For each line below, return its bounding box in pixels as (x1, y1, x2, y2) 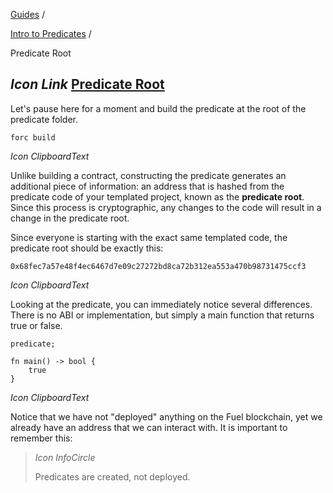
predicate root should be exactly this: (10, 242, 164, 254)
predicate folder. (10, 113, 78, 125)
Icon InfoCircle (34, 451, 96, 463)
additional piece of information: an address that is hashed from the (10, 180, 285, 192)
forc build (10, 132, 56, 143)
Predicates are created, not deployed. (34, 470, 191, 483)
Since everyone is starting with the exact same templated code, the (10, 231, 288, 243)
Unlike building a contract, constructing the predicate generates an (10, 169, 287, 181)
